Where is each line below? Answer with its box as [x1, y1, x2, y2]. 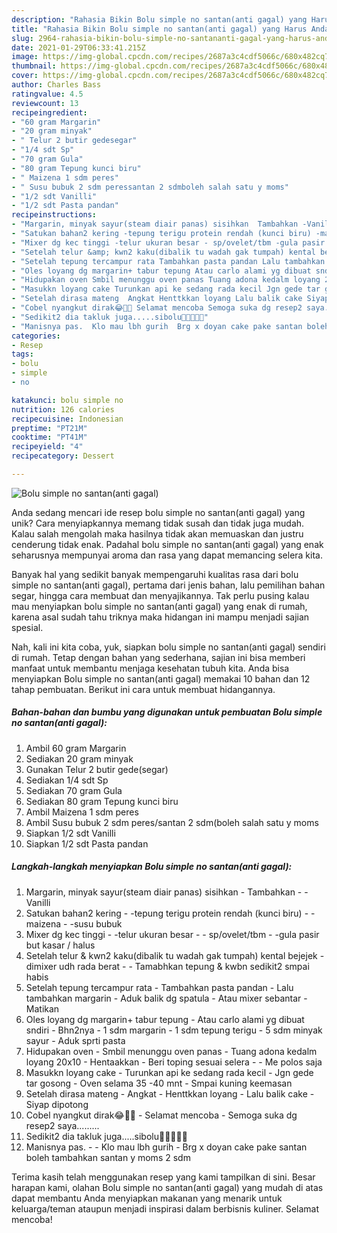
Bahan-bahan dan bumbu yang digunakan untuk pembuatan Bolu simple [11, 706, 323, 718]
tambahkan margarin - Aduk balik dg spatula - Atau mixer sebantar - [25, 992, 308, 1004]
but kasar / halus [25, 939, 96, 951]
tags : [11, 349, 34, 360]
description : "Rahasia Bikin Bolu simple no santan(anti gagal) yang [11, 14, 308, 25]
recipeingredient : [11, 107, 88, 118]
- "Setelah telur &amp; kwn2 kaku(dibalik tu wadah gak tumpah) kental [11, 247, 316, 257]
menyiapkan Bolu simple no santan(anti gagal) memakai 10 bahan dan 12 [11, 672, 311, 685]
